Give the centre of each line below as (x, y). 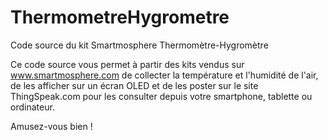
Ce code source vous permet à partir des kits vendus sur (127, 64)
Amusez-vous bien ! (51, 126)
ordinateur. (32, 107)
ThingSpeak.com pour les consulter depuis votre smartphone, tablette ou (161, 96)
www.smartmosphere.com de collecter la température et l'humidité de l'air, (164, 75)
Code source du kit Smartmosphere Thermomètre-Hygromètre (139, 45)
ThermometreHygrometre (120, 17)
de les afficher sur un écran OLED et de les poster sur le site (134, 85)
